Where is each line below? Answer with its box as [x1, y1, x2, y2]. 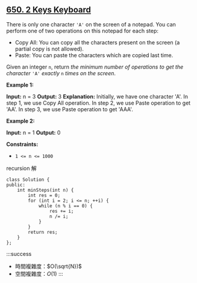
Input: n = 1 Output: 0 [6, 129, 61, 136]
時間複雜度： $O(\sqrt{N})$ [14, 263, 83, 270]
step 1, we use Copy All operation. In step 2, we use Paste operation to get [6, 99, 191, 106]
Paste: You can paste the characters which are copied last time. [14, 51, 174, 59]
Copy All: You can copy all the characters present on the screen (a [14, 38, 180, 46]
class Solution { [6, 177, 50, 183]
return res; [28, 229, 58, 235]
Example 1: [6, 81, 34, 88]
